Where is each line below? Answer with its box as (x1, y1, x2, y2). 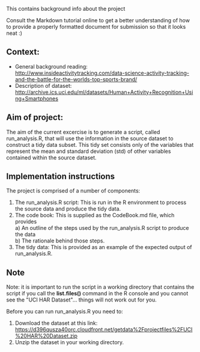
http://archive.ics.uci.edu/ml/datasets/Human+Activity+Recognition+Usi (14, 88, 193, 96)
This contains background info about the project (6, 5, 126, 12)
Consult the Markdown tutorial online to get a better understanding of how (6, 17, 190, 23)
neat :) (6, 29, 23, 37)
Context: (6, 47, 40, 57)
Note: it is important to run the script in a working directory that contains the (6, 283, 195, 291)
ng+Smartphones (14, 94, 59, 102)
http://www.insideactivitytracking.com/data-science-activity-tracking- (14, 69, 189, 76)
